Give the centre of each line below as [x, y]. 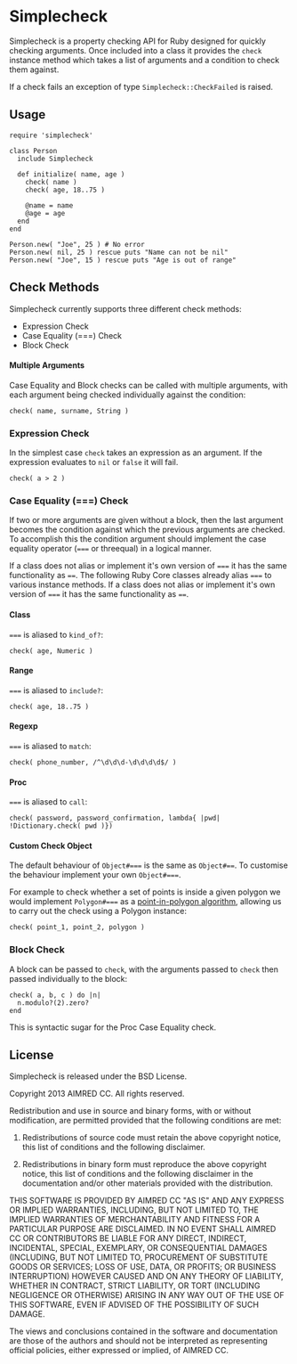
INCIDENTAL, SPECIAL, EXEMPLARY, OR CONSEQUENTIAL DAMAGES [138, 1248]
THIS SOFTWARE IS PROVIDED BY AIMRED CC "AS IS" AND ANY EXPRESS [147, 1201]
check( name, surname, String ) [69, 411]
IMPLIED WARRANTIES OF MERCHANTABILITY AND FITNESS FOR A [135, 1220]
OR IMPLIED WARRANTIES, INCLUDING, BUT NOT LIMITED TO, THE [134, 1210]
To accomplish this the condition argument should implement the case [138, 539]
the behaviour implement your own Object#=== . [95, 875]
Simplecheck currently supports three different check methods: [125, 308]
